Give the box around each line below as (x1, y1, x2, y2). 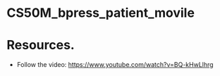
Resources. (6, 37, 75, 53)
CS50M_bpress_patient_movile (6, 5, 195, 21)
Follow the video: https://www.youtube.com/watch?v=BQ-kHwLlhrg (16, 61, 214, 69)
